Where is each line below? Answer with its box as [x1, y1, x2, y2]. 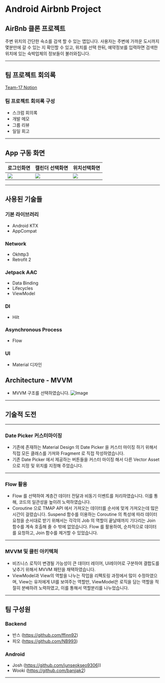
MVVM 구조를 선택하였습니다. [12, 390, 70, 396]
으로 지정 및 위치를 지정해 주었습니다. [12, 463, 83, 469]
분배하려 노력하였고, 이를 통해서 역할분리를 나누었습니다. [21, 585, 129, 591]
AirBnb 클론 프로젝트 [5, 24, 66, 33]
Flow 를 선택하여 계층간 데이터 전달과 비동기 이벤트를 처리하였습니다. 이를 [12, 493, 153, 499]
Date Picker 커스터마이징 [5, 432, 62, 439]
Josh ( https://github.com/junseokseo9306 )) [12, 662, 102, 668]
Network [5, 240, 27, 247]
